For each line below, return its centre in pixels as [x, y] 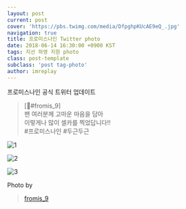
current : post [28, 20]
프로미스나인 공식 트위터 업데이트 [52, 92]
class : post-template [38, 59]
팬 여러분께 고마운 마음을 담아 [63, 114]
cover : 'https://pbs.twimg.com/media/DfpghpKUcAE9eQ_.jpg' [94, 26]
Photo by [20, 185]
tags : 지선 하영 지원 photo [43, 52]
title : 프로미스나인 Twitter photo [54, 39]
